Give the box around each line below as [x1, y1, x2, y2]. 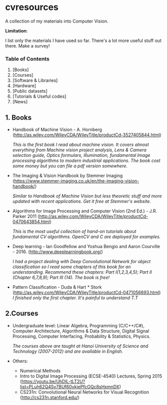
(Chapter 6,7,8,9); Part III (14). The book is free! [12, 275, 110, 281]
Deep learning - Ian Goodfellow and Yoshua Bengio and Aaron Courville [12, 244, 160, 250]
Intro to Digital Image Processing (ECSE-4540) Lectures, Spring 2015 [19, 373, 162, 379]
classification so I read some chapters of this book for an [12, 264, 131, 270]
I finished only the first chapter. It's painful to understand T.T [12, 295, 138, 301]
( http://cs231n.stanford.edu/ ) [19, 394, 80, 400]
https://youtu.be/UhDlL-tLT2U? [21, 378, 85, 384]
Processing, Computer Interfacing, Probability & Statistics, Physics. [12, 333, 151, 339]
